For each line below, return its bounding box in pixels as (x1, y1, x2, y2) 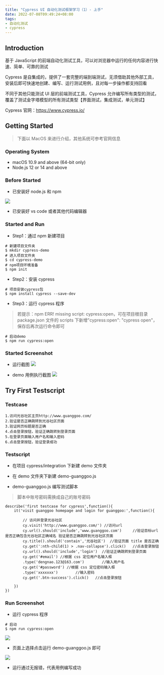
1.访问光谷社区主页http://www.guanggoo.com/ (5, 413, 92, 418)
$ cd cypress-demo (5, 257, 43, 262)
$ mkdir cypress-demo (5, 248, 50, 253)
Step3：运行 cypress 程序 (12, 300, 65, 306)
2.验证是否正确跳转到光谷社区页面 (5, 418, 65, 423)
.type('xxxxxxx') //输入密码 (23, 570, 95, 575)
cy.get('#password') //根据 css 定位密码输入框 (23, 565, 115, 570)
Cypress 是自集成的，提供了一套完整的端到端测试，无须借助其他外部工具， (5, 74, 157, 80)
